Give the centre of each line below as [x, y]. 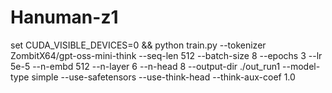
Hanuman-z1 [64, 17]
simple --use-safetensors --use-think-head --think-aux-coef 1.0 [163, 77]
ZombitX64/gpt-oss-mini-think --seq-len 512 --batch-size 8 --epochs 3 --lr [166, 55]
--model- [301, 66]
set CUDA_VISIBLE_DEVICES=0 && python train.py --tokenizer [138, 45]
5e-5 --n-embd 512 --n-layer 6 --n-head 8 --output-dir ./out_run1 [145, 66]
